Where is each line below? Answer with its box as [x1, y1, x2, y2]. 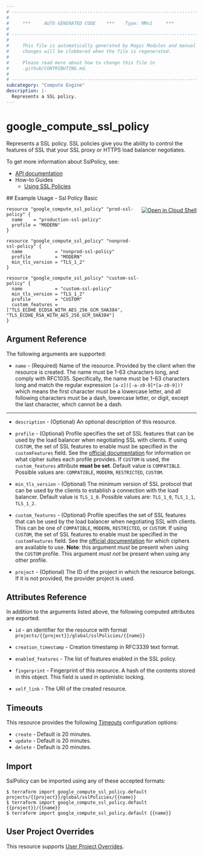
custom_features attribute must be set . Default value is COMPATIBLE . [14, 462, 182, 469]
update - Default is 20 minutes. [14, 737, 92, 744]
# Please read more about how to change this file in [6, 59, 155, 66]
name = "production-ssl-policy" [11, 217, 101, 223]
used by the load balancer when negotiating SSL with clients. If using [14, 436, 187, 443]
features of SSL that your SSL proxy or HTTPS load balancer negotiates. [6, 146, 186, 153]
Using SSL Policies [24, 183, 71, 190]
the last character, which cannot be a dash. [14, 400, 123, 408]
